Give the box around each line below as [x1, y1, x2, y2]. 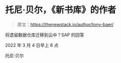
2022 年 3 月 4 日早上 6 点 [5, 42, 59, 48]
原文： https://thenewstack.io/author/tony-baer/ [17, 21, 114, 27]
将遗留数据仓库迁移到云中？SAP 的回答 [5, 32, 84, 38]
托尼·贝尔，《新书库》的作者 [5, 4, 117, 16]
